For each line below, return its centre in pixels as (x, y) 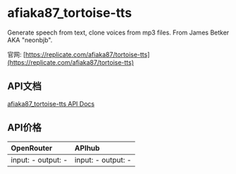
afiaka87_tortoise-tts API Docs (51, 104)
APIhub (87, 148)
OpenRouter (32, 148)
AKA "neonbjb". (30, 39)
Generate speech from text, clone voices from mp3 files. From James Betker (118, 32)
